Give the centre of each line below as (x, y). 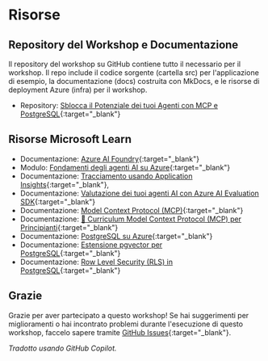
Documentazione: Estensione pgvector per (91, 245)
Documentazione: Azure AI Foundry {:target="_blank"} (110, 158)
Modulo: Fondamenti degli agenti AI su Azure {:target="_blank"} (125, 167)
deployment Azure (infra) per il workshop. (78, 90)
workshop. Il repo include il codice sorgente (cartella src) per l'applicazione (134, 73)
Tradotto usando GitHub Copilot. (63, 348)
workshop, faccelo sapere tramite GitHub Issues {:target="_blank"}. (120, 332)
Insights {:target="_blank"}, (65, 184)
